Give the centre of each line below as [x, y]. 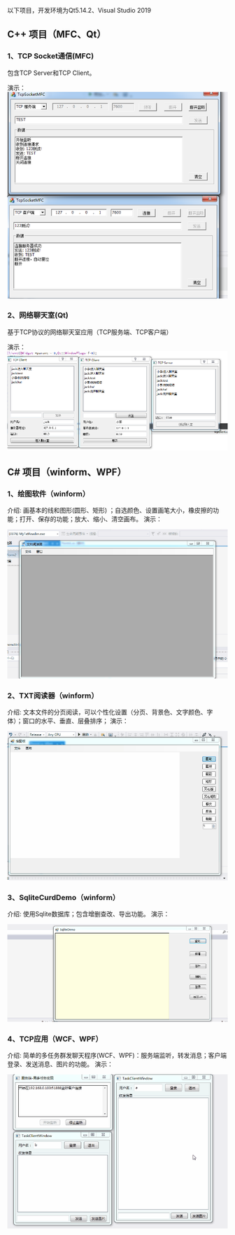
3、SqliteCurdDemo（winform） [64, 897]
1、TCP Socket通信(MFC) [51, 56]
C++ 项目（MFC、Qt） [57, 35]
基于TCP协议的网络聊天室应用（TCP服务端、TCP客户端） [90, 332]
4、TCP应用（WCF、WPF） [55, 1039]
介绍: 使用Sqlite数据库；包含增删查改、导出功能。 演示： [88, 914]
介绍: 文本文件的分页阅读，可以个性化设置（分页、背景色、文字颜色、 [107, 712]
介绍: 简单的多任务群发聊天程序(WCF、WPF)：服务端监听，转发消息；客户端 [117, 1056]
